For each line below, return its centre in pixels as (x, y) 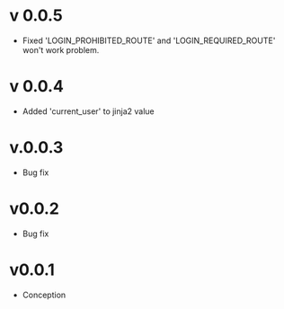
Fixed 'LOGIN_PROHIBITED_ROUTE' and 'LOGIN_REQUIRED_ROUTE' (149, 40)
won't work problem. (61, 49)
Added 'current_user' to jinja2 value (88, 111)
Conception (44, 295)
